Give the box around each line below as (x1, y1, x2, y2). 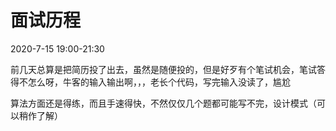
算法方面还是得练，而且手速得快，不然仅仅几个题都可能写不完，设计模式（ (10, 97, 317, 109)
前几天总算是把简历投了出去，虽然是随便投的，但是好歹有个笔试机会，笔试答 (10, 63, 326, 75)
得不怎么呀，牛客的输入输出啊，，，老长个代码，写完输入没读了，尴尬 (10, 76, 291, 88)
